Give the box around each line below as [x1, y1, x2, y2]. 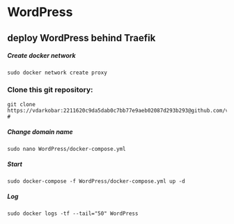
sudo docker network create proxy [7, 69, 108, 76]
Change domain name [7, 128, 73, 136]
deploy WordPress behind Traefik [7, 32, 156, 44]
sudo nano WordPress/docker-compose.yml [7, 145, 127, 152]
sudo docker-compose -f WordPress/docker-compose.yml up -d [7, 177, 186, 185]
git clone [7, 100, 36, 108]
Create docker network [7, 52, 76, 60]
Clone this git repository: [7, 85, 93, 95]
